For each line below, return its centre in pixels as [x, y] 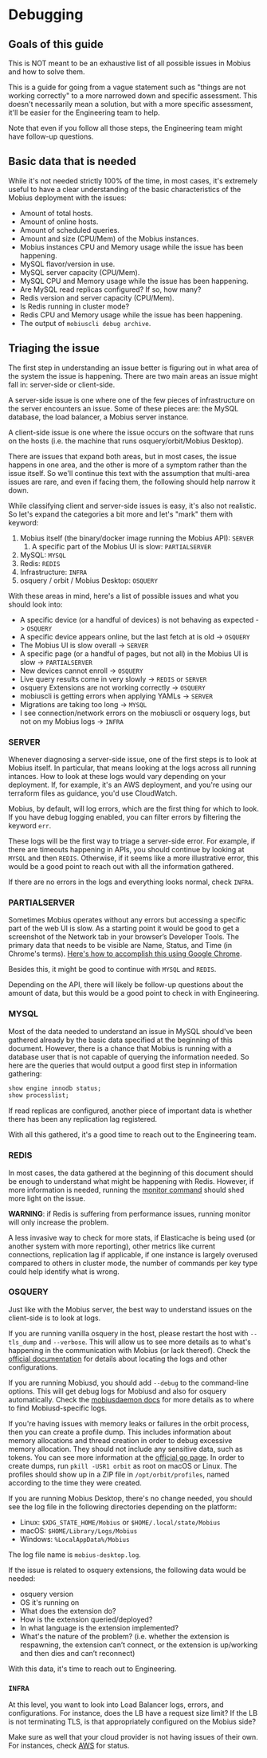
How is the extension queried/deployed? [86, 1619]
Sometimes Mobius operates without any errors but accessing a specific [127, 920]
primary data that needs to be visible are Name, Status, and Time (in [120, 946]
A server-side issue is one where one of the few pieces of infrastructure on [132, 399]
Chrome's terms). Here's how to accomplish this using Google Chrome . [125, 954]
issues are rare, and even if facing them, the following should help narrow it [132, 482]
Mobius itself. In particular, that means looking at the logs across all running [132, 768]
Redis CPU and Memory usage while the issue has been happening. [131, 315]
